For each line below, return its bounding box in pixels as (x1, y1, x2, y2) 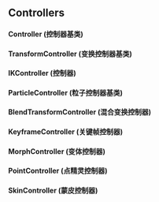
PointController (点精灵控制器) (8, 166, 108, 176)
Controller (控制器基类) (8, 29, 84, 39)
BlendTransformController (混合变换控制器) (8, 107, 152, 117)
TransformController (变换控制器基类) (8, 49, 132, 58)
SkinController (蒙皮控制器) (8, 185, 98, 195)
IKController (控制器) (8, 69, 76, 78)
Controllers (8, 6, 65, 20)
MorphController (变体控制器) (8, 146, 106, 156)
